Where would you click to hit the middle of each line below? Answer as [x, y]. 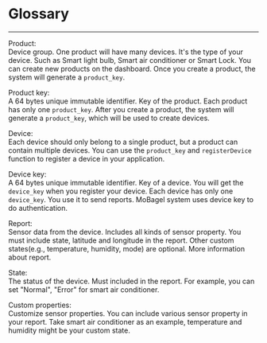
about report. [30, 257]
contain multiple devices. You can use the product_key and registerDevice [130, 150]
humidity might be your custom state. [70, 330]
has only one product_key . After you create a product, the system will [121, 109]
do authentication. [38, 208]
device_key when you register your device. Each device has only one [121, 191]
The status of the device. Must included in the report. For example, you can [132, 281]
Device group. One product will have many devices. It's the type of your [126, 52]
